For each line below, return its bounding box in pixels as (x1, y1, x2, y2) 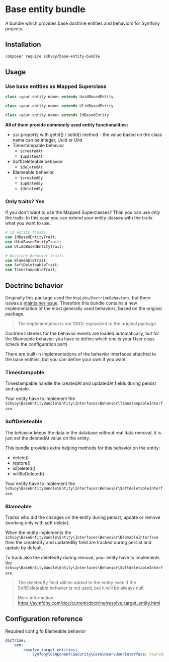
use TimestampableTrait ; (5, 267, 57, 273)
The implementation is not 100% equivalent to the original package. (17, 321, 157, 327)
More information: (17, 594, 55, 600)
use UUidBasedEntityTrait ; (5, 239, 62, 244)
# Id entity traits (5, 230, 46, 235)
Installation (5, 40, 41, 49)
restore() (12, 460, 31, 466)
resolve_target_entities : (23, 647, 78, 652)
